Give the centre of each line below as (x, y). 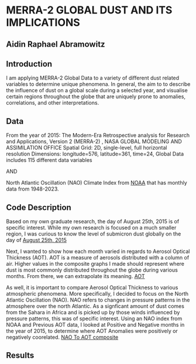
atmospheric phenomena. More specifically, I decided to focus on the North (97, 294)
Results (20, 356)
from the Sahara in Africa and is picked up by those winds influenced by (93, 313)
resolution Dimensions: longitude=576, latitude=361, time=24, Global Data (95, 154)
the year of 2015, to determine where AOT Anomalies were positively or (92, 331)
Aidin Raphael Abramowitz (56, 44)
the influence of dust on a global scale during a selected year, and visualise (97, 91)
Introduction (29, 64)
